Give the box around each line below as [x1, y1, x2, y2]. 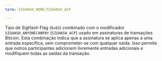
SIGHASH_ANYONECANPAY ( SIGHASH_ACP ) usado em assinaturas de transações [5, 30, 153, 35]
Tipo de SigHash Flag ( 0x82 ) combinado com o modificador [5, 25, 125, 30]
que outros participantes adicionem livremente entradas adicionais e [5, 45, 143, 51]
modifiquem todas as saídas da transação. [5, 50, 91, 56]
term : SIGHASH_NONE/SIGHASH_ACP [5, 7, 71, 12]
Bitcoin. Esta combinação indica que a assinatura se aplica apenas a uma [5, 35, 153, 41]
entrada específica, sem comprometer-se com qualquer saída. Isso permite [5, 40, 158, 46]
